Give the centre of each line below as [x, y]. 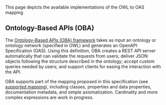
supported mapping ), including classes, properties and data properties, [79, 87]
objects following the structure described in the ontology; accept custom [80, 61]
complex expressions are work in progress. [49, 97]
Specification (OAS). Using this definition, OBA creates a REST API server [81, 51]
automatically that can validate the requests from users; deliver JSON [77, 56]
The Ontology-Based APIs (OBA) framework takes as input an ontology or [81, 40]
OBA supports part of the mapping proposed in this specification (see [77, 81]
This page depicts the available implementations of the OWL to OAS [75, 7]
